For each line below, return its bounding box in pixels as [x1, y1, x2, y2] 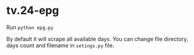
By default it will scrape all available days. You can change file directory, [6, 35, 188, 42]
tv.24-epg [6, 4, 59, 18]
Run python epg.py [6, 24, 54, 31]
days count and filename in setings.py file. [6, 42, 114, 49]
